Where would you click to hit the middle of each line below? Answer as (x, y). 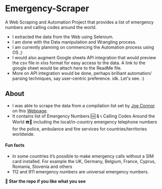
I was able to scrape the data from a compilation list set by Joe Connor (83, 105)
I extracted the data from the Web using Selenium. (63, 37)
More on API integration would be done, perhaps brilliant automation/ (82, 73)
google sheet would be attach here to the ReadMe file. (67, 68)
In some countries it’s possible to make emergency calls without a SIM (83, 156)
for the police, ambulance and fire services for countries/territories (80, 129)
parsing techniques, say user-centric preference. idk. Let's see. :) (78, 78)
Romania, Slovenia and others (42, 166)
